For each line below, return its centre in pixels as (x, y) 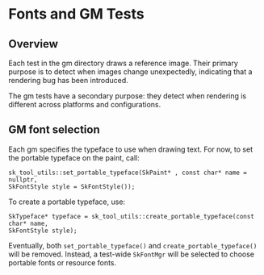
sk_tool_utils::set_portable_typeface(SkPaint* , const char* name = (128, 173)
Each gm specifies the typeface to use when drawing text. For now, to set (130, 149)
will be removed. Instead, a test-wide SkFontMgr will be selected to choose (131, 254)
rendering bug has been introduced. (69, 80)
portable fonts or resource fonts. (63, 262)
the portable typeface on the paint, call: (74, 157)
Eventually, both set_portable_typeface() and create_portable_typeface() (133, 245)
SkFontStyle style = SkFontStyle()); (72, 186)
